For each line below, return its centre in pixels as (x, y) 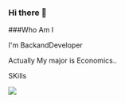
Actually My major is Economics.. (62, 61)
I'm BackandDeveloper (46, 45)
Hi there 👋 (28, 13)
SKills (18, 76)
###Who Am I (31, 30)
